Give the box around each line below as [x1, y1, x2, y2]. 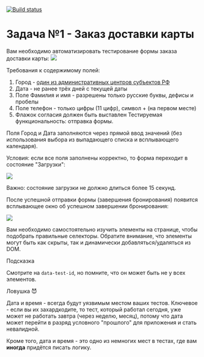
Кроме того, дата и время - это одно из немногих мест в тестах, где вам [6, 337, 197, 344]
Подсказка [6, 257, 35, 265]
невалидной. [6, 325, 40, 333]
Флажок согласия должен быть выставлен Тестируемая [15, 111, 163, 118]
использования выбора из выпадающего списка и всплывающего [6, 135, 179, 143]
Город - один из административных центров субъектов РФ [15, 78, 170, 86]
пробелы [15, 98, 38, 105]
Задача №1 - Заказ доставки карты [6, 28, 194, 41]
